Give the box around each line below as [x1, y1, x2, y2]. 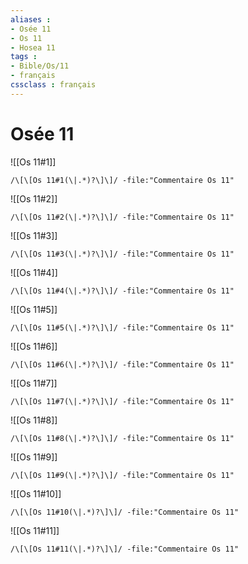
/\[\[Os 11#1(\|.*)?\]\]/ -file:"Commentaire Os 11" [10, 175, 235, 185]
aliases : [10, 14, 52, 25]
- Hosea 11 [10, 42, 56, 53]
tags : [10, 52, 38, 62]
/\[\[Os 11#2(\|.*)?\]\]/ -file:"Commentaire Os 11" [10, 212, 235, 222]
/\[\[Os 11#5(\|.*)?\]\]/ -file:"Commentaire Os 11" [10, 322, 235, 333]
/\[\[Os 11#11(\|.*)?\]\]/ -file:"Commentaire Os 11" [10, 544, 240, 554]
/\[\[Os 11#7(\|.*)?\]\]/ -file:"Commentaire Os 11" [10, 396, 235, 406]
